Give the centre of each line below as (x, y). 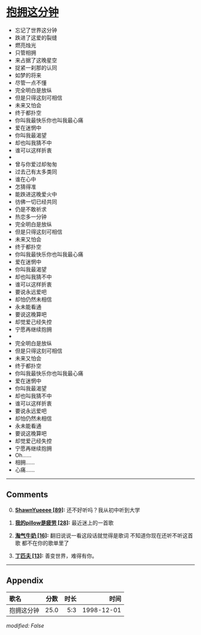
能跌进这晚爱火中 (36, 194)
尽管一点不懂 (31, 82)
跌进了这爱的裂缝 (36, 37)
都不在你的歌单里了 (45, 543)
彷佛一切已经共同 (36, 201)
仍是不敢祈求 (31, 209)
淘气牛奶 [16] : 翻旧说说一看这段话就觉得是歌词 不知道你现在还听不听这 (101, 535)
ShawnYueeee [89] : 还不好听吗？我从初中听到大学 (77, 510)
